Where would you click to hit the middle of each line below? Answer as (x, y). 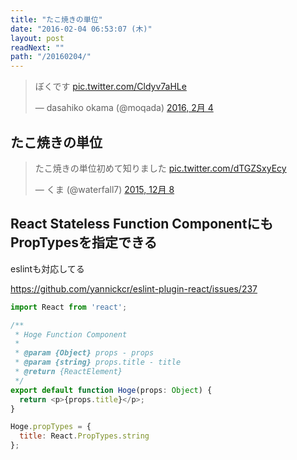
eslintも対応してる (47, 268)
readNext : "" (37, 47)
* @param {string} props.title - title (98, 362)
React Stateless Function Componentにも (142, 224)
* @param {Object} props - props (84, 353)
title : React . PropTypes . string (84, 436)
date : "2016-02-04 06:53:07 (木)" (81, 29)
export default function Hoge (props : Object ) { (111, 390)
